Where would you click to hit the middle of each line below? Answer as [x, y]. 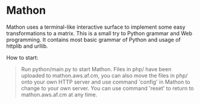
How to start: [22, 57]
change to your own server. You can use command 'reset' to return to [107, 88]
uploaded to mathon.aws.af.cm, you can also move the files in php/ [104, 75]
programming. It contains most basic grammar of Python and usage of [93, 39]
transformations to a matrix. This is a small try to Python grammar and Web [99, 33]
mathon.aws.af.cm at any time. [59, 94]
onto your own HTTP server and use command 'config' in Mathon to [106, 82]
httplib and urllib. [27, 46]
